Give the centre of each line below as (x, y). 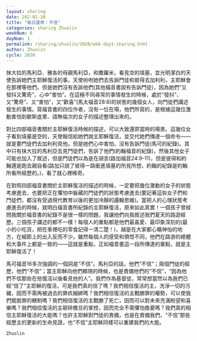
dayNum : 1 (18, 39)
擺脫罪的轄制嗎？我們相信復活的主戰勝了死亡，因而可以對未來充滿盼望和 (98, 300)
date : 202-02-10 (26, 17)
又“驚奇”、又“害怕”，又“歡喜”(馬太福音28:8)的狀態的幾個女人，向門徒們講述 (97, 102)
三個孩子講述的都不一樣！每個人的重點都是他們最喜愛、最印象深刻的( (99, 222)
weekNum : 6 (19, 33)
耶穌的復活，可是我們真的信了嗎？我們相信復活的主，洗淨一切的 (108, 285)
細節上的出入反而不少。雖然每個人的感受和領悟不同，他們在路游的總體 (106, 236)
